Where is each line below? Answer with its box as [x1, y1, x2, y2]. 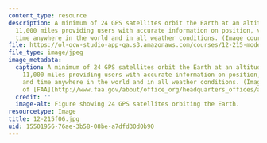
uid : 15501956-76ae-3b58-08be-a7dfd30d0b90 [8, 122, 155, 130]
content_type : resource [8, 11, 87, 20]
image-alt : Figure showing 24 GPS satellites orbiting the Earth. [15, 100, 240, 108]
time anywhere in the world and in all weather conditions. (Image [15, 33, 244, 42]
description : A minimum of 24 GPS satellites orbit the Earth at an [8, 19, 240, 27]
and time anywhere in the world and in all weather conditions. [22, 78, 240, 86]
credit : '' [15, 93, 52, 101]
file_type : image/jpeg [8, 48, 83, 56]
